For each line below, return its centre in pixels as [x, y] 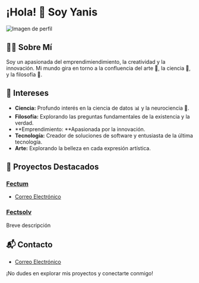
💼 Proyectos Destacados [53, 167]
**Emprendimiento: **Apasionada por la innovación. [80, 129]
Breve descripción [29, 225]
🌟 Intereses [28, 93]
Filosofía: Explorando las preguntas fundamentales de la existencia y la [102, 116]
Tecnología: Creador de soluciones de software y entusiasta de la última [104, 135]
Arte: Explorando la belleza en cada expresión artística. [83, 148]
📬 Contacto [29, 245]
